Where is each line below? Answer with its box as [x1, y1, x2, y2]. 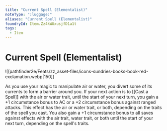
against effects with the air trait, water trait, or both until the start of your [5, 115, 154, 121]
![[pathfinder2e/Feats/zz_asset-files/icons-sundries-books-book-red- [5, 68, 149, 74]
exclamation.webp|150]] [5, 73, 55, 80]
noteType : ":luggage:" [5, 12, 52, 17]
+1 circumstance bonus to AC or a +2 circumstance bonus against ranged [5, 99, 156, 105]
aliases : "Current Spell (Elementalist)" [5, 16, 92, 21]
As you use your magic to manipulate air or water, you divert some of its [5, 83, 153, 89]
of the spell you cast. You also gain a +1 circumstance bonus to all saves [5, 110, 153, 116]
